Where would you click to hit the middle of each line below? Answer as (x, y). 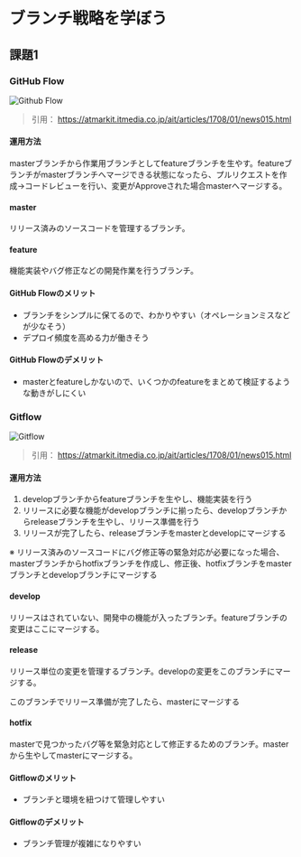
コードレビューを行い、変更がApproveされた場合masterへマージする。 (156, 186)
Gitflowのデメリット (47, 822)
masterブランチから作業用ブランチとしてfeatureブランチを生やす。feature (147, 163)
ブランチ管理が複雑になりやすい (82, 843)
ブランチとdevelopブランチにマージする (83, 575)
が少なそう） (46, 326)
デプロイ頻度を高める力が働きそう (86, 337)
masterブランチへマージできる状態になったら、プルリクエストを (160, 175)
